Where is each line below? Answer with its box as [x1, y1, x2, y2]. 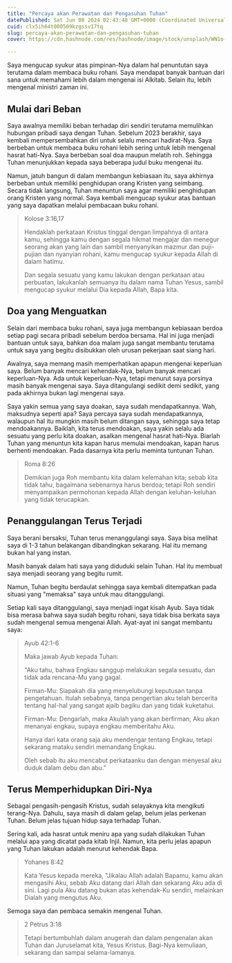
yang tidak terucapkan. [23, 495, 90, 503]
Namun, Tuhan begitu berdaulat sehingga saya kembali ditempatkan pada [7, 582, 217, 591]
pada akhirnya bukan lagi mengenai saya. [7, 388, 126, 397]
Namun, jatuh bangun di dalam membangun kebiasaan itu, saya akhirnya [7, 171, 214, 180]
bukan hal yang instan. [7, 548, 72, 557]
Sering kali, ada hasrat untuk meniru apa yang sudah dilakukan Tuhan [7, 830, 205, 838]
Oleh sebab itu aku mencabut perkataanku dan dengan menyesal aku [23, 756, 222, 764]
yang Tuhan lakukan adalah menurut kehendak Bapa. [7, 845, 158, 853]
